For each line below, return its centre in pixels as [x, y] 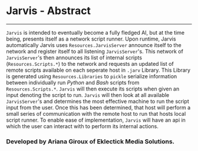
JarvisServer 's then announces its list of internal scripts [74, 58]
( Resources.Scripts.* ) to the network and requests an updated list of [90, 63]
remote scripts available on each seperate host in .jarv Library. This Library [98, 70]
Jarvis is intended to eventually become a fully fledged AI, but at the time [95, 32]
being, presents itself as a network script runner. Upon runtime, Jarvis [91, 39]
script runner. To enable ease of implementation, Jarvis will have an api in [96, 120]
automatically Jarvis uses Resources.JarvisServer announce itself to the [94, 45]
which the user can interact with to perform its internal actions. [82, 126]
